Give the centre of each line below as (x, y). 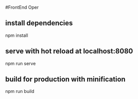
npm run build (20, 91)
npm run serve (21, 63)
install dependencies (39, 23)
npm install (17, 35)
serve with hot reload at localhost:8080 (69, 51)
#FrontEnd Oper (22, 7)
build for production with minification (65, 80)
